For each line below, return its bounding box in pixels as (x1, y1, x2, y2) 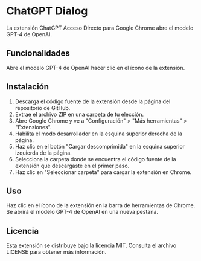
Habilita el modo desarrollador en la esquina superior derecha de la (14, 130, 183, 137)
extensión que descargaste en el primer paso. (14, 162, 130, 169)
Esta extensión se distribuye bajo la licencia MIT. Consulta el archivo (6, 242, 177, 249)
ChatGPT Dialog (6, 4, 88, 18)
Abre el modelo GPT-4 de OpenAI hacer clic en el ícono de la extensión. (6, 64, 185, 71)
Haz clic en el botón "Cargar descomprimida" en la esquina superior (14, 143, 185, 150)
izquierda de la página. (14, 149, 72, 156)
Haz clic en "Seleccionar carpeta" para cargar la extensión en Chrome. (14, 168, 192, 176)
